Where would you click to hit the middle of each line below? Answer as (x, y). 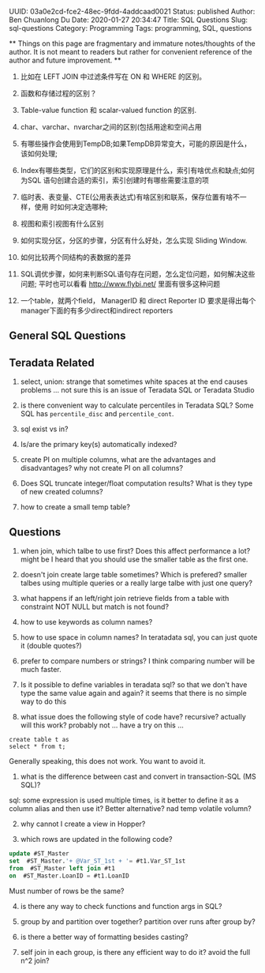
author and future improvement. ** (65, 60)
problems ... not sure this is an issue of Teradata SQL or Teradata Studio (137, 390)
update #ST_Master (39, 854)
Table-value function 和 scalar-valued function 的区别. (108, 110)
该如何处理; (39, 154)
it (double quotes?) (51, 646)
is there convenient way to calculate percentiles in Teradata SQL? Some (137, 405)
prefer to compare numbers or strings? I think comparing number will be (138, 661)
